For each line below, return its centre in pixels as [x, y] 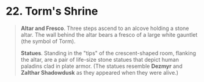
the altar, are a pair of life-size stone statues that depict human [100, 59]
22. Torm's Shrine [52, 11]
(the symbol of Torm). [48, 41]
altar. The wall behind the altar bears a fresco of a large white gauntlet [109, 34]
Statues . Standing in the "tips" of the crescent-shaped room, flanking [108, 53]
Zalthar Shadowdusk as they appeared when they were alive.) [99, 72]
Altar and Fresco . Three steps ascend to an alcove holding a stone [105, 28]
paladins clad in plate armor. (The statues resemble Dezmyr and [101, 66]
